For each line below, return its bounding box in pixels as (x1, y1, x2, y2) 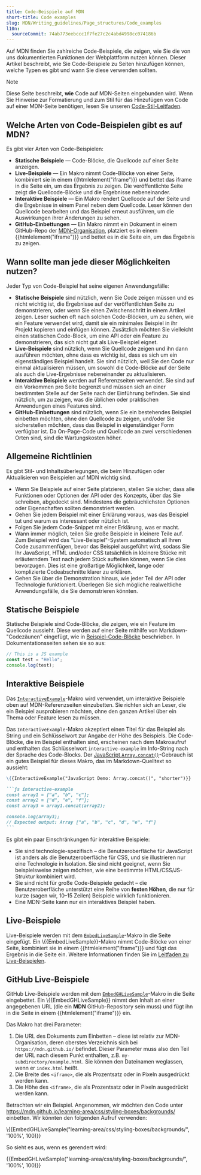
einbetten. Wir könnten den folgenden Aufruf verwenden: (6, 1114, 148, 1122)
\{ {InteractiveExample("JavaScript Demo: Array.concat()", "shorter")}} (6, 775, 191, 781)
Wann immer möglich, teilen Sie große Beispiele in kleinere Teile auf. (14, 530, 184, 537)
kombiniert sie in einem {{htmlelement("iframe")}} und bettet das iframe (14, 176, 193, 183)
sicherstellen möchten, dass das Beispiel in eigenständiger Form (14, 421, 174, 429)
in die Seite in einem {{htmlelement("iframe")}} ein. (6, 1010, 132, 1017)
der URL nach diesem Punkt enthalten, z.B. (14, 1052, 121, 1059)
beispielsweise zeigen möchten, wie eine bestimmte (14, 866, 144, 873)
